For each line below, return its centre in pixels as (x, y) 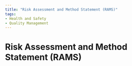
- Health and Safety (26, 18)
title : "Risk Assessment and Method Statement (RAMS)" (61, 9)
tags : (10, 14)
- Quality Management (27, 23)
